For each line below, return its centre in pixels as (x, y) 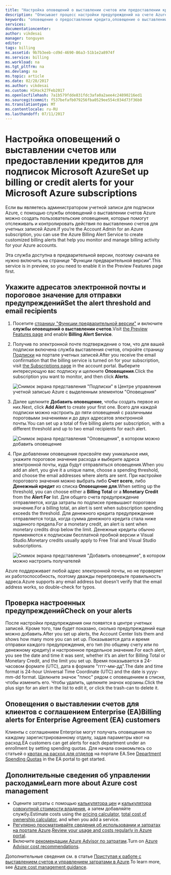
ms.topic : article (25, 76)
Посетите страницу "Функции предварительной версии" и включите (88, 323)
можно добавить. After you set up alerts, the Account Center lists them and (84, 634)
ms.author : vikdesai (27, 85)
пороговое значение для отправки (63, 295)
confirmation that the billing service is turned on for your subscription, (86, 360)
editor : (13, 43)
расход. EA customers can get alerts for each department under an (76, 743)
